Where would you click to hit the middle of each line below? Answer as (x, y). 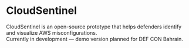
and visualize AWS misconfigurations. (52, 32)
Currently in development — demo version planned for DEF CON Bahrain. (95, 39)
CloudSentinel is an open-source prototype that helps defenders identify (94, 27)
